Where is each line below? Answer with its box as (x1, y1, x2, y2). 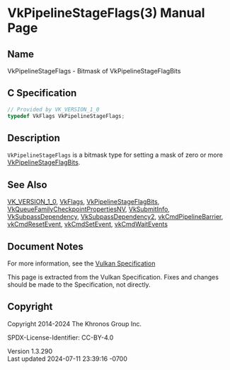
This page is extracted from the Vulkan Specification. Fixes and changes (7, 273, 219, 281)
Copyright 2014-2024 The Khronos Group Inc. (7, 319, 142, 328)
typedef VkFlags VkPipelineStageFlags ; (7, 112, 125, 119)
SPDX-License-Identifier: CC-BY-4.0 (7, 333, 114, 342)
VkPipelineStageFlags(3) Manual (7, 5, 205, 21)
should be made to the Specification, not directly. (7, 280, 151, 289)
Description (7, 132, 60, 144)
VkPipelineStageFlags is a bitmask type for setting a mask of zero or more (7, 150, 223, 160)
